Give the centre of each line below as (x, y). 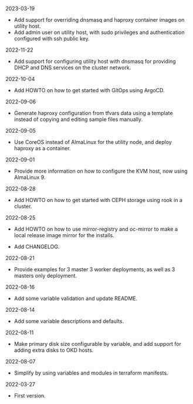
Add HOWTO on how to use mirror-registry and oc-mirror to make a (96, 229)
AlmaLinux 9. (30, 177)
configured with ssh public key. (52, 38)
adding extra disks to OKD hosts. (54, 350)
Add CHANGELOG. (37, 247)
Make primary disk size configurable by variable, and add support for (97, 344)
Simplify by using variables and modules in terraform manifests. (91, 373)
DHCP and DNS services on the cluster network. (72, 68)
